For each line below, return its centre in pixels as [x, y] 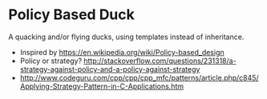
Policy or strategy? [51, 61]
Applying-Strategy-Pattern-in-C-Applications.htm [102, 86]
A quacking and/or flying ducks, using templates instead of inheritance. [126, 37]
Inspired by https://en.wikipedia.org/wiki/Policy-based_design [122, 52]
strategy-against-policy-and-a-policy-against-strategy [110, 69]
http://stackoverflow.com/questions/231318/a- [160, 61]
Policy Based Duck [71, 15]
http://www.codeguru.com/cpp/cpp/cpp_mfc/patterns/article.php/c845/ [139, 77]
